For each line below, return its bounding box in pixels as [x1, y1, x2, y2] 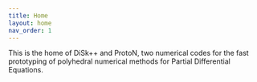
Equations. [8, 65, 44, 75]
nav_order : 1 [8, 26, 52, 34]
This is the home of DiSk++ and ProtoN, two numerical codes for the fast [8, 49, 249, 58]
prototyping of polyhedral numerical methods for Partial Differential [8, 57, 230, 66]
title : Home [8, 11, 48, 20]
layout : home [8, 19, 52, 27]
